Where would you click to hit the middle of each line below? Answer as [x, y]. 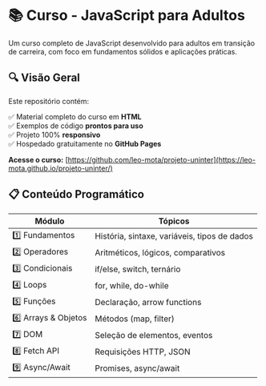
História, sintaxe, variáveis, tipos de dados [174, 236]
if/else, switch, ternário [138, 269]
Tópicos [174, 221]
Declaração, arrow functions [148, 303]
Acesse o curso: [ [38, 159]
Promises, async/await [137, 368]
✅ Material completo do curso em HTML [75, 116]
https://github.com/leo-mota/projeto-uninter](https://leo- [162, 159]
